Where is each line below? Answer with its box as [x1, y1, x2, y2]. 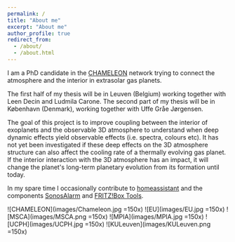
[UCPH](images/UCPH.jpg [7, 220, 83, 228]
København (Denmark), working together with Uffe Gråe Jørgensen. [7, 105, 203, 113]
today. [7, 170, 26, 179]
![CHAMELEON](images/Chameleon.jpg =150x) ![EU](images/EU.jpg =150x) [7, 205, 225, 213]
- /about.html [13, 50, 55, 57]
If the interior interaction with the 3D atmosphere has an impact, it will [7, 155, 209, 163]
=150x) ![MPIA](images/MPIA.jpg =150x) [87, 212, 205, 221]
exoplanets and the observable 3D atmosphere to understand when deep [7, 126, 219, 134]
